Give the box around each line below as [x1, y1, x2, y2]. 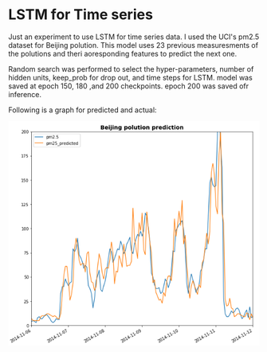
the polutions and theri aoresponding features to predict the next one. [8, 49, 238, 58]
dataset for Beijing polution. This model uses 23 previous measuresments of [8, 40, 259, 49]
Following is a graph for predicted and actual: [8, 105, 157, 115]
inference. [8, 89, 42, 99]
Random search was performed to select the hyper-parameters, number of [8, 64, 254, 73]
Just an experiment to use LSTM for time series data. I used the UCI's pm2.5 [8, 32, 260, 41]
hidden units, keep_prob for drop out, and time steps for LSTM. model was [8, 72, 253, 82]
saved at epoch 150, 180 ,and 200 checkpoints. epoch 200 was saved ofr [8, 81, 249, 91]
